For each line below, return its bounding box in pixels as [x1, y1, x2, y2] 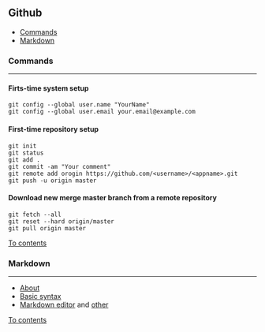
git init [8, 142, 37, 150]
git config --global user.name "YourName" [8, 101, 150, 109]
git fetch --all [8, 211, 62, 218]
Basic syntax [19, 292, 62, 301]
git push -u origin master [8, 177, 97, 185]
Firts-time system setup [8, 83, 89, 93]
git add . [8, 155, 41, 164]
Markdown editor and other [19, 300, 109, 310]
